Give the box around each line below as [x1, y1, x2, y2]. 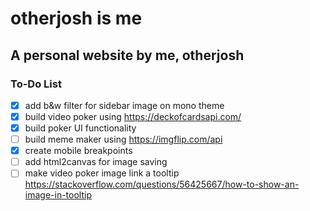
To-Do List [10, 77, 62, 91]
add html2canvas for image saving [24, 156, 168, 168]
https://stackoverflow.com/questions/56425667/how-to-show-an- [24, 178, 300, 191]
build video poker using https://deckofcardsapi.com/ [24, 110, 242, 122]
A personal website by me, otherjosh [10, 47, 245, 64]
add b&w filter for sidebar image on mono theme [24, 99, 225, 111]
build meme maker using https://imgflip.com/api [24, 133, 223, 146]
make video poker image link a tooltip [24, 167, 180, 179]
